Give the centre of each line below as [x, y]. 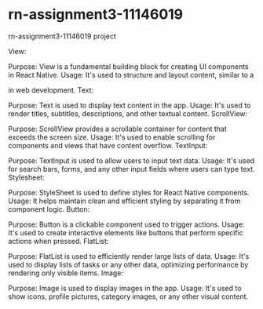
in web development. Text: [51, 90]
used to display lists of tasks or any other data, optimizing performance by [128, 264]
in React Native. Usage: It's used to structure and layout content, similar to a [131, 75]
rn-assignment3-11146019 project [62, 36]
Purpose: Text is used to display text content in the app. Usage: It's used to [130, 105]
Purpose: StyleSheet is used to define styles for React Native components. [129, 192]
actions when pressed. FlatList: [58, 241]
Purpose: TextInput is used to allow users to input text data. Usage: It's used [131, 160]
